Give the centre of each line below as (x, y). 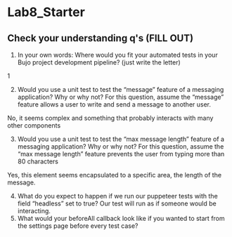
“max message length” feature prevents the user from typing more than (121, 154)
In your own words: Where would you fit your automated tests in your (117, 55)
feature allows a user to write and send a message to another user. (114, 104)
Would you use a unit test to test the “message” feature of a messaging (121, 89)
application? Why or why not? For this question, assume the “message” (121, 97)
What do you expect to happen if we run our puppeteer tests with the (117, 196)
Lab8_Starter (46, 12)
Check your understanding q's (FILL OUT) (101, 38)
